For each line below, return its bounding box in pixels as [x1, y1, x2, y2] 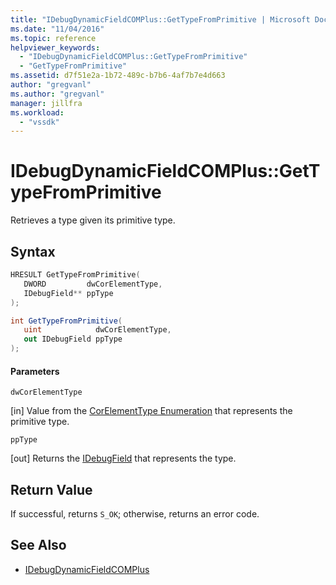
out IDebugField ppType [23, 334, 123, 345]
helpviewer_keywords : [10, 42, 101, 53]
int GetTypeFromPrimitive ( [10, 316, 123, 326]
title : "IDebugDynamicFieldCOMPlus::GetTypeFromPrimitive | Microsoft [10, 14, 311, 25]
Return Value [10, 481, 93, 498]
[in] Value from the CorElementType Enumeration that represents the [10, 405, 293, 417]
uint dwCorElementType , [23, 325, 172, 335]
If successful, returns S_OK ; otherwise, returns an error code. [10, 508, 260, 520]
